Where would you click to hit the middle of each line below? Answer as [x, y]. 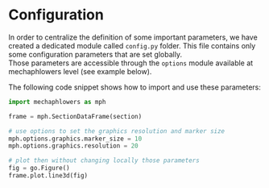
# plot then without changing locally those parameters [104, 161]
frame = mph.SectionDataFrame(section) [75, 116]
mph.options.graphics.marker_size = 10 [75, 139]
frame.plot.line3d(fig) [48, 176]
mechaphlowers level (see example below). [80, 71]
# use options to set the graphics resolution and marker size [117, 131]
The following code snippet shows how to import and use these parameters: [135, 87]
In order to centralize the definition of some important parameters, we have [133, 37]
